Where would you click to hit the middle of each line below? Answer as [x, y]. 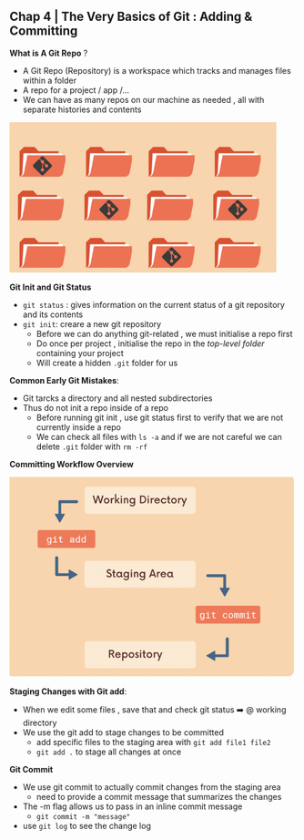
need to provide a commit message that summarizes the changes [159, 796]
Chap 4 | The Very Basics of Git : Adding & [131, 17]
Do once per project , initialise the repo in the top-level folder [151, 343]
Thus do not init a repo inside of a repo [95, 407]
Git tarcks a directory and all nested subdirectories [117, 398]
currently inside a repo [78, 427]
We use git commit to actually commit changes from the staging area [152, 787]
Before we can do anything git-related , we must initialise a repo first [164, 333]
